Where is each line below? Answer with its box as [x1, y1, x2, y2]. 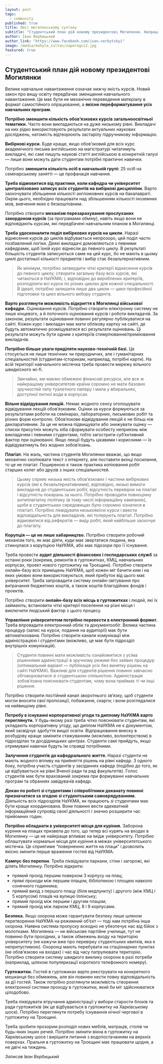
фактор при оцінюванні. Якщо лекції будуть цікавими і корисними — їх [5, 437, 152, 443]
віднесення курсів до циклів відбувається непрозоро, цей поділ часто [5, 235, 151, 241]
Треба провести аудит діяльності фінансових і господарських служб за [5, 552, 158, 558]
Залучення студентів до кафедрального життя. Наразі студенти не [5, 753, 148, 758]
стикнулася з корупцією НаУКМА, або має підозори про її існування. [5, 542, 148, 548]
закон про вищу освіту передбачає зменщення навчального [5, 91, 130, 97]
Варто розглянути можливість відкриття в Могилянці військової [5, 300, 143, 306]
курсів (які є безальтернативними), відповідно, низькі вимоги [16, 481, 146, 488]
